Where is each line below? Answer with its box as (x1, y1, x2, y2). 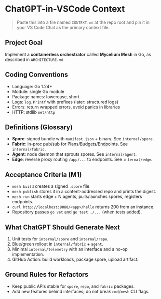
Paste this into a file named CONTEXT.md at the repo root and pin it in (16, 19, 150, 25)
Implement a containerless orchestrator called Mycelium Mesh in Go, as (5, 51, 151, 57)
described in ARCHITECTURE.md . (5, 57, 65, 62)
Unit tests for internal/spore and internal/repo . (12, 236, 108, 241)
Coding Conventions (5, 71, 68, 79)
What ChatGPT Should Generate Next (5, 223, 120, 231)
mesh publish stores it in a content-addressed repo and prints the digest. (12, 189, 157, 194)
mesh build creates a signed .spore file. (12, 183, 91, 189)
